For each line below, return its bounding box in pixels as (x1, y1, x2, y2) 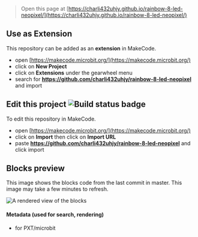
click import (14, 146, 44, 153)
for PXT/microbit (14, 224, 56, 232)
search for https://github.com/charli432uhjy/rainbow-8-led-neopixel (14, 75, 192, 83)
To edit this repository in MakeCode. (6, 115, 96, 122)
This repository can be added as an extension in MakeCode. (6, 44, 157, 52)
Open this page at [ (20, 5, 69, 12)
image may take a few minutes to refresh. (6, 185, 109, 193)
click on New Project (14, 62, 67, 70)
